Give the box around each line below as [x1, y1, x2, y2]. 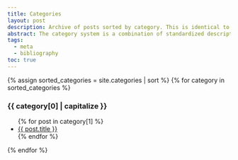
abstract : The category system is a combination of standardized [7, 30, 204, 38]
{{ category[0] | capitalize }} [7, 101, 108, 110]
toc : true [7, 57, 37, 64]
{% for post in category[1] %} [17, 118, 104, 126]
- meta [13, 43, 33, 50]
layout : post [7, 17, 46, 24]
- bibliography [13, 50, 59, 57]
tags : [7, 37, 23, 44]
